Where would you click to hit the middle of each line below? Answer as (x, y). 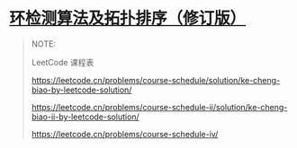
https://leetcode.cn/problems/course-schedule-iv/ (125, 134)
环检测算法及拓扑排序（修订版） (128, 18)
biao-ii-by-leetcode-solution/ (85, 117)
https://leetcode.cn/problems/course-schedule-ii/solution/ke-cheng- (159, 107)
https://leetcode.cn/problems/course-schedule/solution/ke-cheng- (156, 80)
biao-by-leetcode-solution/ (81, 90)
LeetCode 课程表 (63, 62)
